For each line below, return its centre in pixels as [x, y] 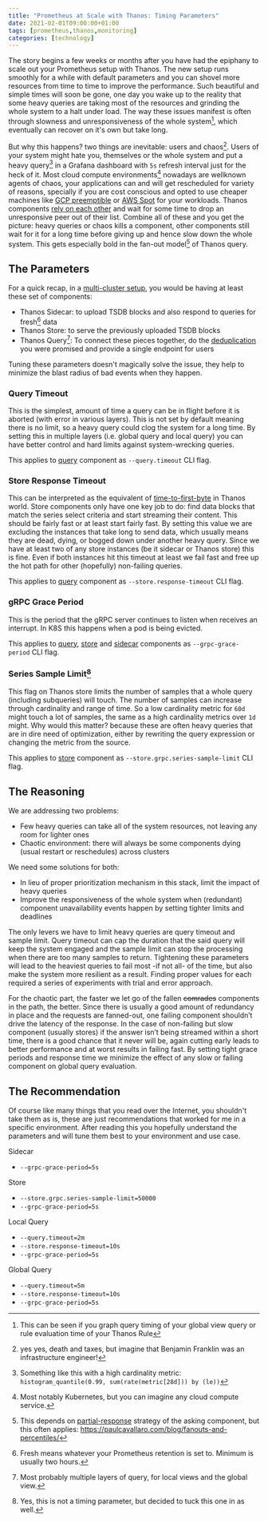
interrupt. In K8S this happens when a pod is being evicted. [106, 628]
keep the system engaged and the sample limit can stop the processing [126, 949]
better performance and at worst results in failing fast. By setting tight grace [133, 1050]
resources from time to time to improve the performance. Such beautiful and [134, 86]
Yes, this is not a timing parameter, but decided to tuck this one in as [132, 1500]
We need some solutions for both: [64, 868]
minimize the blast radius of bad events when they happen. [105, 373]
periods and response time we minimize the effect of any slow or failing [126, 1057]
